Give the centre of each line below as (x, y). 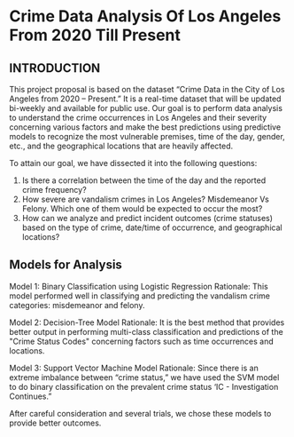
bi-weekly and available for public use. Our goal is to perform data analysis (146, 108)
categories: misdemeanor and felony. (77, 305)
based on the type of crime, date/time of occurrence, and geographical (152, 227)
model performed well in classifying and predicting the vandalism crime (139, 296)
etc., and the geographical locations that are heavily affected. (121, 146)
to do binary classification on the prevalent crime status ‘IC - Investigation (144, 386)
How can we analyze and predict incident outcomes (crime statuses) (147, 218)
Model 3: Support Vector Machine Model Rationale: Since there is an (134, 368)
